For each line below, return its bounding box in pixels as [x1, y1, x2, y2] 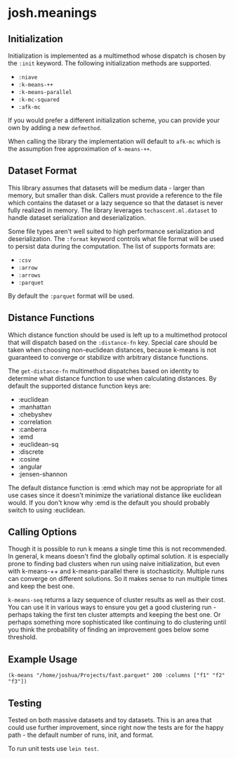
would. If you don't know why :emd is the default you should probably [8, 498, 210, 507]
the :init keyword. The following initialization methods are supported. [8, 59, 211, 67]
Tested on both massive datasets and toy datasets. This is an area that [8, 716, 212, 724]
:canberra [18, 425, 47, 433]
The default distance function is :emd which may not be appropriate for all [8, 483, 223, 492]
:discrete [18, 447, 44, 456]
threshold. [8, 633, 38, 641]
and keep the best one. [8, 582, 75, 591]
